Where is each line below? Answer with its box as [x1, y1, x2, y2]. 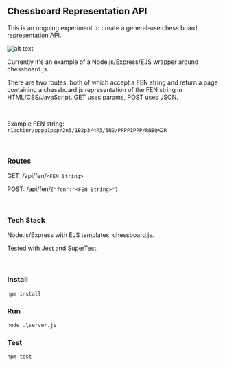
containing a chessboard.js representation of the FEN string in [7, 85, 183, 93]
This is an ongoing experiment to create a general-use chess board [7, 23, 198, 32]
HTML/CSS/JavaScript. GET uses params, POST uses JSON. [7, 93, 178, 101]
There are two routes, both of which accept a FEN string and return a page [7, 78, 218, 87]
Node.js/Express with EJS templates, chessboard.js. [7, 231, 154, 239]
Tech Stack [7, 216, 46, 225]
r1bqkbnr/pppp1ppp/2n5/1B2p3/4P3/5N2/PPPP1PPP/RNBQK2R [7, 126, 167, 133]
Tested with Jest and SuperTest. [7, 244, 98, 253]
